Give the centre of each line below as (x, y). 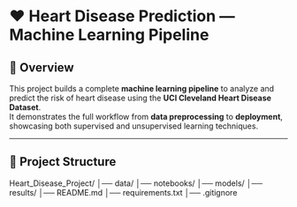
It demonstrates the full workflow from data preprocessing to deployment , (146, 117)
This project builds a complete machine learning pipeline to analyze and (142, 89)
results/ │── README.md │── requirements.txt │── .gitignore (123, 192)
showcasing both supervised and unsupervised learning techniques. (134, 126)
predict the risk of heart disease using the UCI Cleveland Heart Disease (141, 98)
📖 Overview (42, 67)
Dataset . (25, 107)
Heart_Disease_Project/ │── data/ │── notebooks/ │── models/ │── (136, 183)
